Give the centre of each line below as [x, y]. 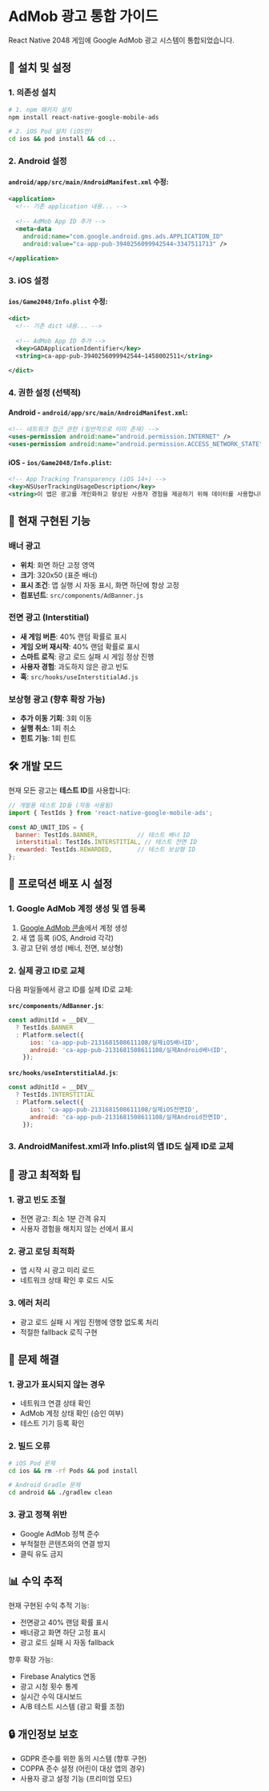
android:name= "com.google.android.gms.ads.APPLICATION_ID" [123, 236]
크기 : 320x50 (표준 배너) [58, 575]
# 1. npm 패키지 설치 [40, 110]
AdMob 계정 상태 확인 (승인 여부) [72, 1413]
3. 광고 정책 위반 [38, 1515]
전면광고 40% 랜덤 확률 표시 [64, 1623]
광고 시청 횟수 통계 [49, 1687]
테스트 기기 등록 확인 [52, 1424]
